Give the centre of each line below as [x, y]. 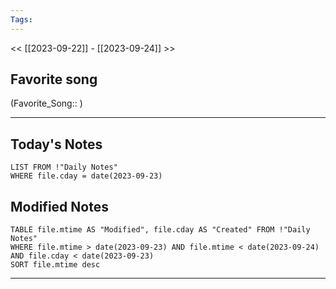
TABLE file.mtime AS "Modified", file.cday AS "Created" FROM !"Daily [160, 230]
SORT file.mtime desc [55, 265]
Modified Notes [59, 206]
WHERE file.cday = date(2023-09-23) [86, 176]
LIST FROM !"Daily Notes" [64, 167]
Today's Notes [56, 144]
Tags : [21, 19]
